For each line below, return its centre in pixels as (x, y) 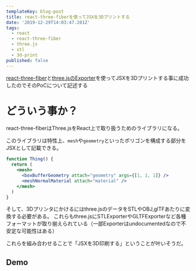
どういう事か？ (42, 111)
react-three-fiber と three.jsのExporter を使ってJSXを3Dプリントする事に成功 (97, 78)
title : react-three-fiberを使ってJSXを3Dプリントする (68, 17)
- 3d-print (25, 55)
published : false (27, 60)
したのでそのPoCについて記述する (47, 85)
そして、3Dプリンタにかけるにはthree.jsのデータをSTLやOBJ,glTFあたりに (96, 209)
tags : (13, 28)
